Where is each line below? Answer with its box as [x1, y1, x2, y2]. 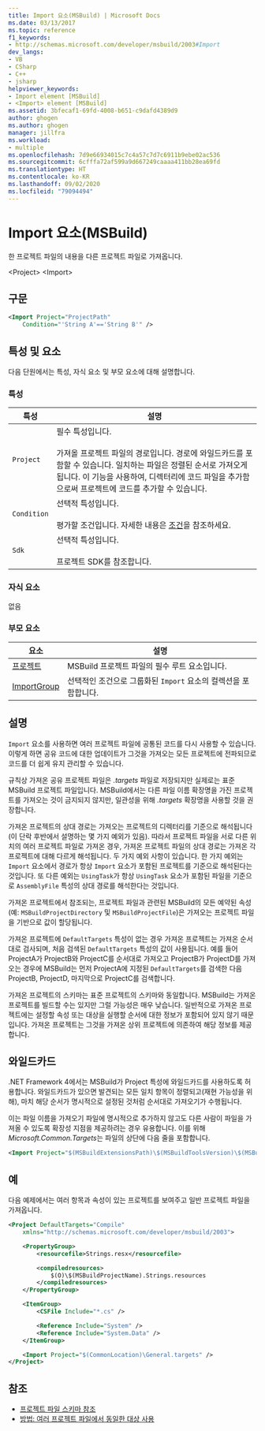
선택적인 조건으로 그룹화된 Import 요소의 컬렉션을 [66, 675, 241, 686]
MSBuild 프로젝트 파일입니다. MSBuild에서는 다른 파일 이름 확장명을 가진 [8, 785, 233, 795]
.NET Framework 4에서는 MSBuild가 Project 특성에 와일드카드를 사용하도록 [8, 1077, 243, 1086]
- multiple [8, 143, 44, 151]
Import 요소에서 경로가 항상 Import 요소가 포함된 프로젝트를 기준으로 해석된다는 [8, 861, 252, 870]
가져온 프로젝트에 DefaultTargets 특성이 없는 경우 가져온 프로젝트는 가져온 [8, 934, 239, 943]
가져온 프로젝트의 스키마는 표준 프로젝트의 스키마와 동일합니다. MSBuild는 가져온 [8, 990, 256, 1000]
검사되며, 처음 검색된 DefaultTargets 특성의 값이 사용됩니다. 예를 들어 [22, 944, 238, 953]
